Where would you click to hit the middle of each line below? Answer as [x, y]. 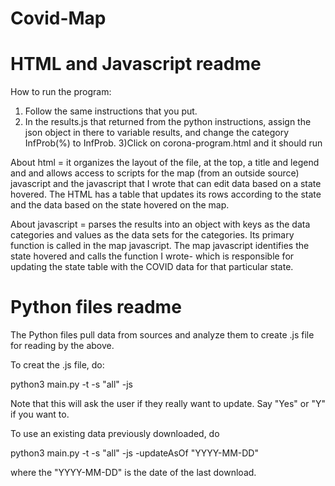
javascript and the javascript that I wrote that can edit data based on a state [166, 184]
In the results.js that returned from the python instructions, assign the [168, 122]
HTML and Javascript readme [136, 64]
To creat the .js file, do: [57, 365]
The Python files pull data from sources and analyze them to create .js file [162, 335]
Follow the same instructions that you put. [111, 111]
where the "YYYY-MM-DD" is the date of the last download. [133, 473]
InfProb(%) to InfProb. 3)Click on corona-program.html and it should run [173, 143]
